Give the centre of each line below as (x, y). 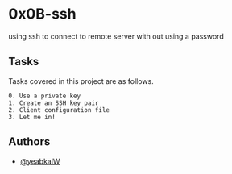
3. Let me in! (32, 117)
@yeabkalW (40, 161)
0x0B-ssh (42, 14)
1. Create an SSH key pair (54, 103)
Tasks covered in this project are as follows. (81, 81)
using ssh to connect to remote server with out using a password (116, 36)
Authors (29, 142)
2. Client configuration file (59, 110)
